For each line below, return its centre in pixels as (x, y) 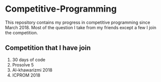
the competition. (22, 33)
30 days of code (29, 60)
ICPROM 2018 (26, 75)
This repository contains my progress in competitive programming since (78, 22)
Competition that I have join (48, 48)
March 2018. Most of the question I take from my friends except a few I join (81, 27)
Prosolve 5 (23, 65)
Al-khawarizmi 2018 (32, 70)
